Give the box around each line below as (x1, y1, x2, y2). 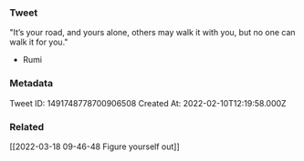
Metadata (9, 77, 53, 90)
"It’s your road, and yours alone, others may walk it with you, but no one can (9, 27, 296, 38)
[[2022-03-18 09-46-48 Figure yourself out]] (9, 141, 180, 152)
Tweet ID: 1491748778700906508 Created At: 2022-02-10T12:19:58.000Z (9, 97, 287, 108)
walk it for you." (9, 36, 68, 47)
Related (9, 120, 45, 133)
